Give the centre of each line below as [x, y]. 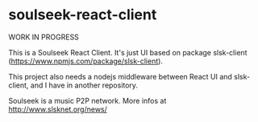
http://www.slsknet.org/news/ [58, 109]
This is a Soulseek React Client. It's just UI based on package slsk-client [128, 52]
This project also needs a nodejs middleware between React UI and [120, 76]
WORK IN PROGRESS [44, 37]
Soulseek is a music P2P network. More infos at [87, 100]
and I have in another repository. [84, 85]
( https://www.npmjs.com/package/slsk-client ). [86, 61]
